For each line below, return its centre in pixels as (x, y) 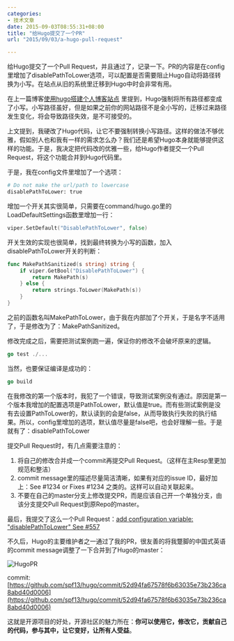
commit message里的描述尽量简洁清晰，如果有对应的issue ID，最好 (114, 478)
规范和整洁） (36, 469)
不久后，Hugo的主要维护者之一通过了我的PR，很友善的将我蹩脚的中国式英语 (117, 541)
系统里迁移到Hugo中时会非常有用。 (125, 84)
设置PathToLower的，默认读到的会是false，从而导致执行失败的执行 (115, 413)
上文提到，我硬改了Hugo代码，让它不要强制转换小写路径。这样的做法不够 (112, 131)
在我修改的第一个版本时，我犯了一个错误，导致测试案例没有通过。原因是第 (114, 396)
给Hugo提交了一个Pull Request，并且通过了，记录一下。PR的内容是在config (116, 66)
